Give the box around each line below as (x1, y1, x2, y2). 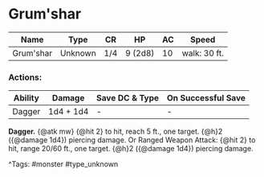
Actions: (8, 72, 43, 83)
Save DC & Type (95, 93, 159, 104)
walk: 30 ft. (181, 47, 225, 59)
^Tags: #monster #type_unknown (8, 159, 119, 169)
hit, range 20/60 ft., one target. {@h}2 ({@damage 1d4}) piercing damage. (8, 144, 254, 154)
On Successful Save (166, 93, 246, 104)
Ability (13, 93, 40, 104)
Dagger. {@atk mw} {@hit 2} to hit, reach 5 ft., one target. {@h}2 (8, 126, 223, 137)
